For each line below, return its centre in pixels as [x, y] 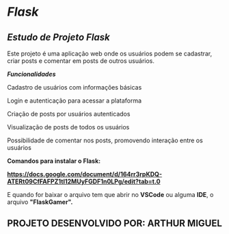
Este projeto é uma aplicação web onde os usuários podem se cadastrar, [110, 53]
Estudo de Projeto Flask [59, 37]
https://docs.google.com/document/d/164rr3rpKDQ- [85, 174]
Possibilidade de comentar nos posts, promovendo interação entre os [105, 140]
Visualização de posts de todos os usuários [68, 127]
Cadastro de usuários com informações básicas [75, 87]
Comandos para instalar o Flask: [54, 161]
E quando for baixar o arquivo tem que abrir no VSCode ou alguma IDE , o [110, 195]
